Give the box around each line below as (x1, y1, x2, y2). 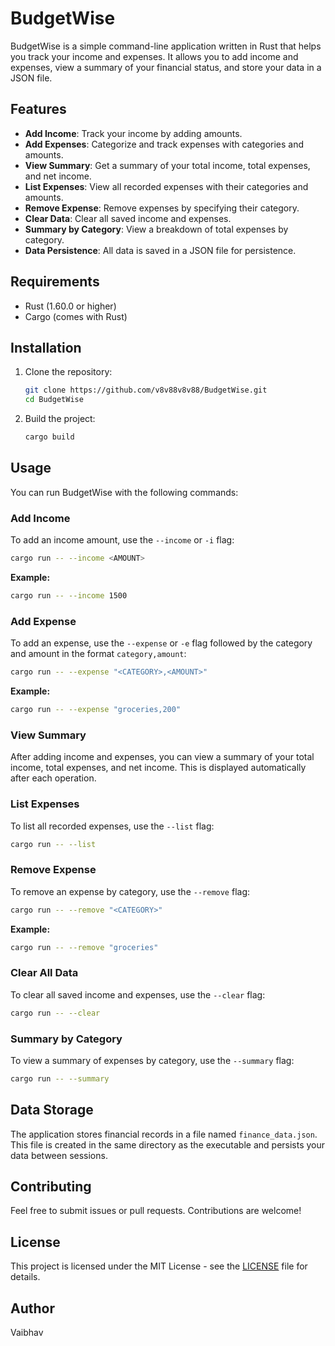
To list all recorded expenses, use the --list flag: (10, 820, 215, 832)
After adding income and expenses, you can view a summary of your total (10, 751, 315, 763)
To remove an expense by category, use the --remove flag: (10, 885, 251, 897)
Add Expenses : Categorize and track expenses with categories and (24, 138, 305, 150)
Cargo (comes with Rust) (24, 310, 128, 322)
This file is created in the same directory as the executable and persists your (10, 1138, 326, 1151)
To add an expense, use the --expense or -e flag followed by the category (10, 637, 313, 649)
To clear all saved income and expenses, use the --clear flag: (10, 988, 266, 1001)
